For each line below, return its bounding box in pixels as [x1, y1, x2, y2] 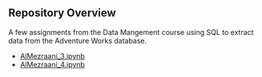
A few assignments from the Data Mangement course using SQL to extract [8, 27, 254, 37]
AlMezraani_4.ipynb [19, 60, 86, 69]
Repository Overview [8, 6, 116, 20]
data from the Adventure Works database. [8, 36, 147, 45]
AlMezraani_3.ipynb [19, 51, 86, 60]
